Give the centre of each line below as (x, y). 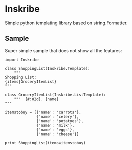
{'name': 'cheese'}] (58, 134)
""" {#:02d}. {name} (36, 99)
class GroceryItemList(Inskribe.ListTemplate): (56, 95)
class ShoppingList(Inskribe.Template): (48, 68)
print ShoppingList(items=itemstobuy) (45, 143)
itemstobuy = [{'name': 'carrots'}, (43, 112)
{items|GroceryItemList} (31, 81)
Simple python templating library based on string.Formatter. (66, 23)
